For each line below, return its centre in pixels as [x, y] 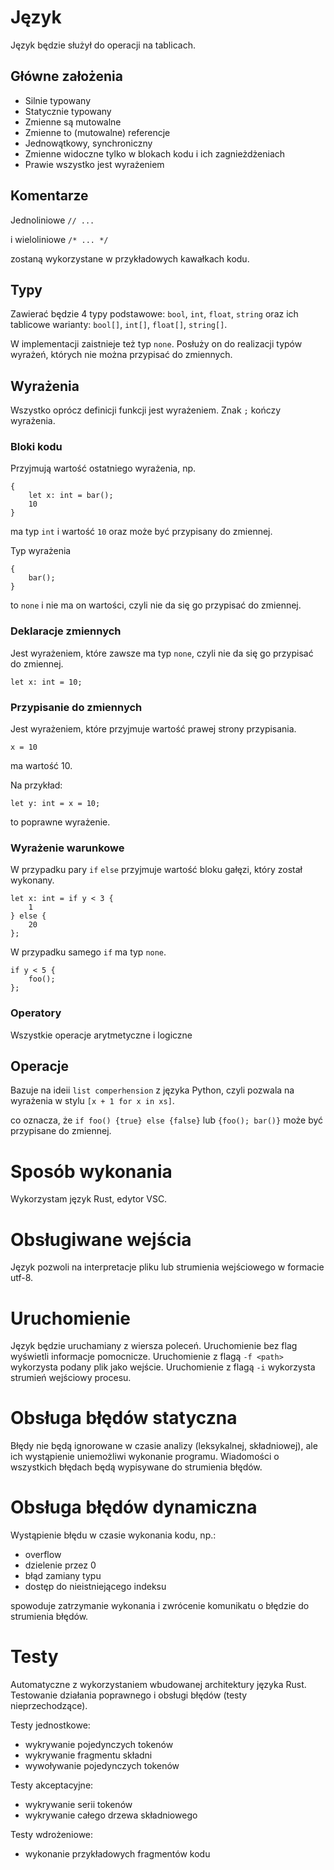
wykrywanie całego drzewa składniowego [111, 1815]
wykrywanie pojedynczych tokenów [99, 1745]
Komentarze [49, 196]
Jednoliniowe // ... [52, 220]
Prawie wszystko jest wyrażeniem [94, 164]
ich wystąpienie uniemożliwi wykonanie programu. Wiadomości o [145, 1457]
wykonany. [32, 880]
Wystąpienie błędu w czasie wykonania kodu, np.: [113, 1535]
